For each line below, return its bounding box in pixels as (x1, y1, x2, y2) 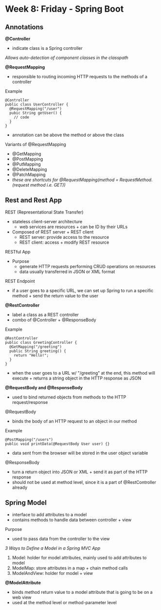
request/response (12, 399, 48, 405)
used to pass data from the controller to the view (12, 536, 110, 542)
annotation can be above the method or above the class (12, 132, 124, 138)
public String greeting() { (9, 348, 67, 354)
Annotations (5, 23, 44, 31)
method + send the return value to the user (12, 293, 99, 298)
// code (14, 115, 29, 120)
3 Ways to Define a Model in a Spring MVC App (5, 545, 101, 551)
